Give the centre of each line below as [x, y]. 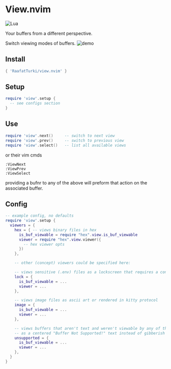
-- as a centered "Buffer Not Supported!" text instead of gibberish [90, 333]
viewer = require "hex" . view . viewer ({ [60, 240]
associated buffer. [24, 188]
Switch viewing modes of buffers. [40, 43]
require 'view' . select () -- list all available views [66, 145]
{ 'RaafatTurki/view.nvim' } [36, 71]
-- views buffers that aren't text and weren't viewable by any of [87, 328]
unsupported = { [32, 338]
